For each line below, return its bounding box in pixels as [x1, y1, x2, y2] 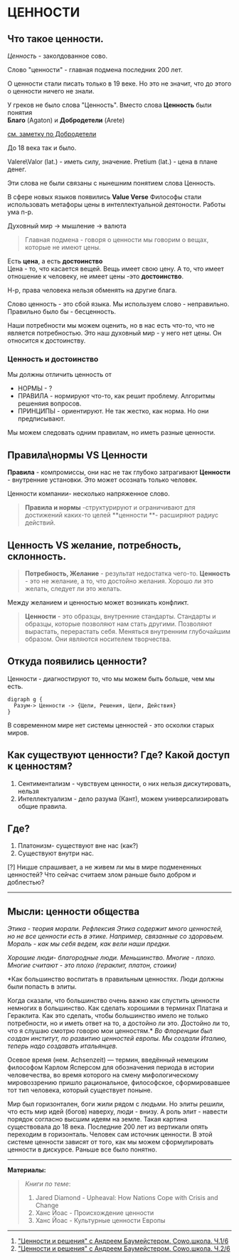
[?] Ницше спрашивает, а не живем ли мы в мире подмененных [7, 863, 202, 872]
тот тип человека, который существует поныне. [7, 1086, 153, 1094]
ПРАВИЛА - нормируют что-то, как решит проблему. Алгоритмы [17, 392, 216, 400]
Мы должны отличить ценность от [7, 371, 112, 379]
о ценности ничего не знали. [7, 87, 95, 95]
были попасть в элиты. [7, 982, 77, 991]
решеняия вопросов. [17, 399, 82, 408]
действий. [24, 518, 55, 527]
